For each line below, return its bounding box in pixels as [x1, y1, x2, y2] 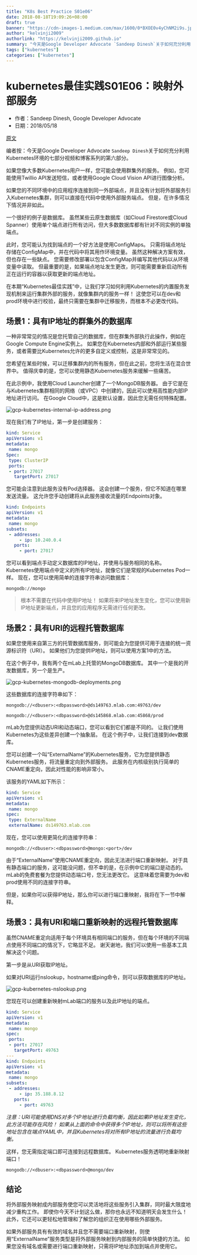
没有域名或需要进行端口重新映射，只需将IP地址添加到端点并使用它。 [16, 1243, 181, 1250]
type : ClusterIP [8, 457, 49, 463]
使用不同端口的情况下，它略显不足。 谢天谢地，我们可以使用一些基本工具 [11, 941, 188, 948]
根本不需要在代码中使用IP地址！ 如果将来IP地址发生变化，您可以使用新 [20, 597, 191, 604]
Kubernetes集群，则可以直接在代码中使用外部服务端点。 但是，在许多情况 [11, 194, 189, 201]
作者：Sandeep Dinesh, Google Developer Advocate [14, 115, 141, 122]
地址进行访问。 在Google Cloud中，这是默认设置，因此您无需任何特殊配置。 [6, 395, 190, 402]
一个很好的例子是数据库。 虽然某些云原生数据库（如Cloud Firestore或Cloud [6, 214, 188, 221]
